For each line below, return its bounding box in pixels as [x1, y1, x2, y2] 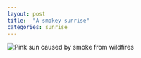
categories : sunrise [7, 23, 68, 30]
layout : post [7, 10, 46, 18]
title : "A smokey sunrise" [7, 17, 90, 24]
